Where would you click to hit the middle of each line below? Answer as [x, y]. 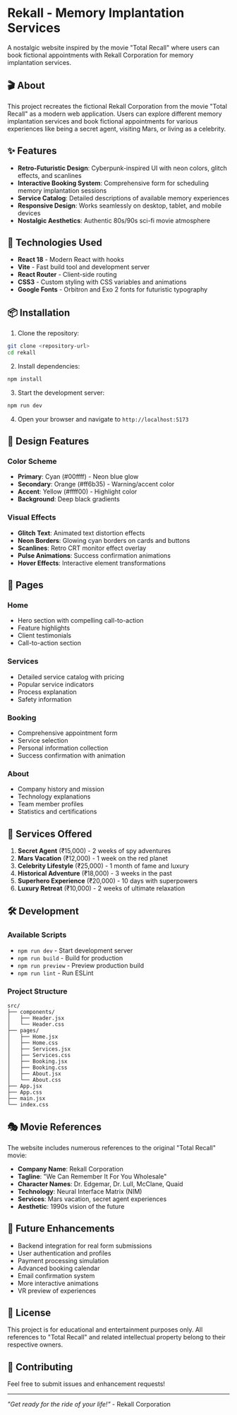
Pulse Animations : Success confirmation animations [94, 555]
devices [29, 213]
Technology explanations [54, 796]
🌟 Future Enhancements [61, 1229]
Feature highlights [44, 628]
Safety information [44, 699]
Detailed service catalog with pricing [71, 676]
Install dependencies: [49, 366]
